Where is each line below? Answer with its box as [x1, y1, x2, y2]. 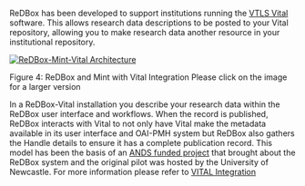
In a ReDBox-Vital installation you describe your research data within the [9, 99, 280, 110]
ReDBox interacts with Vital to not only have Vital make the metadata [9, 118, 267, 129]
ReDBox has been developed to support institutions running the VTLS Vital [9, 8, 289, 18]
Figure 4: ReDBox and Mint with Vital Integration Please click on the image [9, 72, 288, 83]
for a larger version [9, 82, 81, 92]
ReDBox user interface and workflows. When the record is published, [9, 109, 269, 119]
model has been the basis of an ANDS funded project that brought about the [9, 147, 296, 158]
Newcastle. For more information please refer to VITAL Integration [9, 167, 257, 177]
